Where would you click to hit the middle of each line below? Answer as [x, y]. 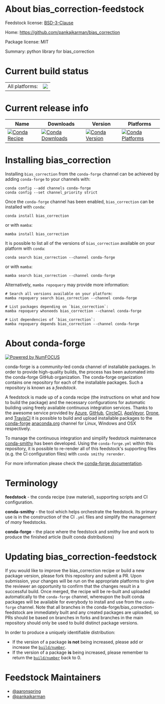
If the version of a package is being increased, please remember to [80, 652]
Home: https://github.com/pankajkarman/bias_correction [63, 32]
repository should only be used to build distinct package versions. [72, 623]
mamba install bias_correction [37, 234]
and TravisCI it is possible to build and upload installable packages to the [79, 418]
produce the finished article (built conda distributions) [60, 537]
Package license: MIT [27, 42]
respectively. [18, 428]
